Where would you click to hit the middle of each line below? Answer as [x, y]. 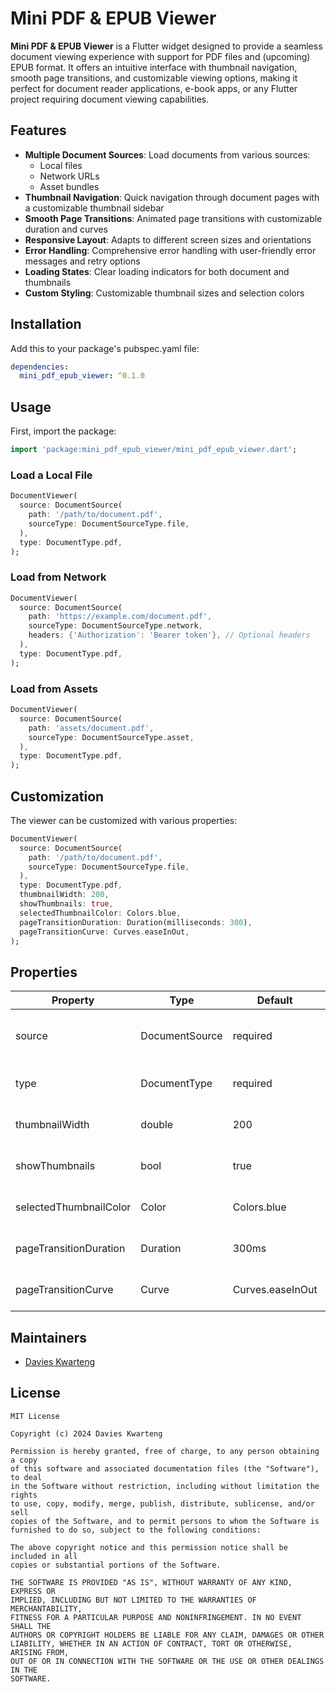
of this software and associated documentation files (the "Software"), [165, 1468]
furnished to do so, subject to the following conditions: [136, 1530]
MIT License [35, 1416]
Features [38, 130]
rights [24, 1495]
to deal [26, 1477]
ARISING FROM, [40, 1652]
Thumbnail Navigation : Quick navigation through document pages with [172, 197]
